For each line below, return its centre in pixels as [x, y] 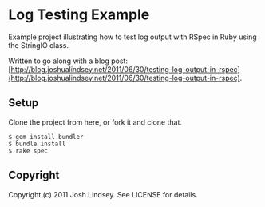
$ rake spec [28, 151]
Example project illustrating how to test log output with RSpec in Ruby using [132, 37]
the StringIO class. [39, 45]
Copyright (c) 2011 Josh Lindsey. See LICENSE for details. [103, 194]
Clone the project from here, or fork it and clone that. [95, 122]
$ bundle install [37, 144]
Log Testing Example [79, 15]
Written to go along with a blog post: [68, 61]
